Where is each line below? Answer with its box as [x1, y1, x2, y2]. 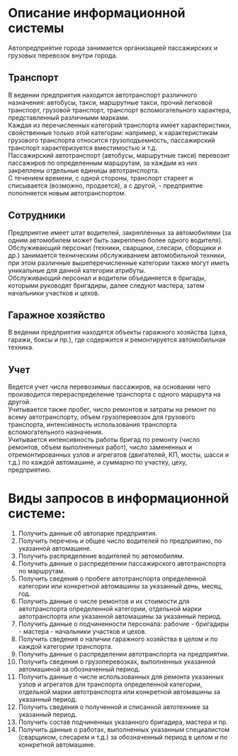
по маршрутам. [18, 567, 66, 576]
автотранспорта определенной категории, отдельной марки [18, 605, 202, 613]
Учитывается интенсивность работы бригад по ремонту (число [8, 436, 200, 444]
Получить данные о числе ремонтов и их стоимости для [18, 597, 190, 605]
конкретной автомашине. [18, 740, 96, 749]
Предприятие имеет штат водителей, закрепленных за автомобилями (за [8, 228, 232, 237]
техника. [8, 343, 34, 352]
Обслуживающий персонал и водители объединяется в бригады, [8, 274, 206, 282]
